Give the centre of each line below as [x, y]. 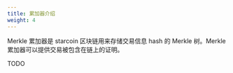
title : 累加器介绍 [31, 14]
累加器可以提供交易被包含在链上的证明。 [65, 49]
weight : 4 [22, 20]
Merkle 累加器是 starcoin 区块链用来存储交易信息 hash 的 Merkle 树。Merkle [116, 41]
